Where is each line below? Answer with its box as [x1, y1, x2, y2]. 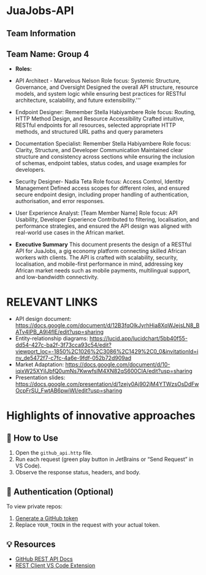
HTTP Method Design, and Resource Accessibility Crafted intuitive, [15, 115, 185, 123]
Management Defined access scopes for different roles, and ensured [15, 185, 190, 192]
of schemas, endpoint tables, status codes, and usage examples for [15, 160, 187, 167]
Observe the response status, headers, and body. [15, 469, 141, 476]
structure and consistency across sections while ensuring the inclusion [15, 153, 195, 160]
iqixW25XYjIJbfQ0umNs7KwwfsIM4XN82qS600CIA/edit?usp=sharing [15, 368, 193, 375]
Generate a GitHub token [15, 515, 78, 522]
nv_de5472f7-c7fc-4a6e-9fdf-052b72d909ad [15, 354, 132, 362]
